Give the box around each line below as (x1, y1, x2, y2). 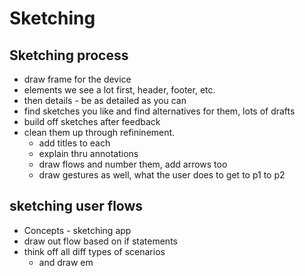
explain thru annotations (38, 148, 139, 159)
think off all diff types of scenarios (23, 245, 166, 257)
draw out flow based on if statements (23, 235, 178, 247)
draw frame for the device (23, 73, 132, 85)
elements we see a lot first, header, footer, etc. (23, 84, 216, 96)
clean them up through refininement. (23, 127, 176, 138)
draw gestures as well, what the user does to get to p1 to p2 (38, 169, 286, 181)
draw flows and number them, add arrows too (38, 158, 228, 170)
